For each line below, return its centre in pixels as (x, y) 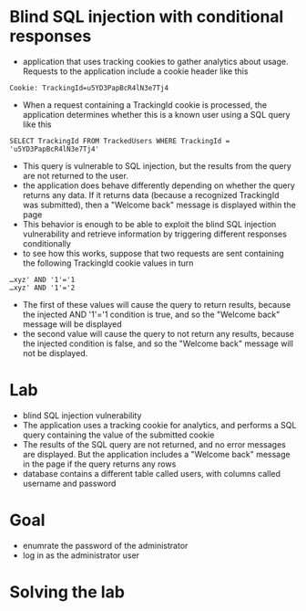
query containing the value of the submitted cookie (118, 435)
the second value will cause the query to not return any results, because (158, 333)
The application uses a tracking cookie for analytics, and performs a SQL (159, 425)
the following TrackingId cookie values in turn (108, 263)
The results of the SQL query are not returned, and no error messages (154, 444)
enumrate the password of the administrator (105, 545)
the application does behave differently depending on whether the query (159, 185)
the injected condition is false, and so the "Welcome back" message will (158, 343)
